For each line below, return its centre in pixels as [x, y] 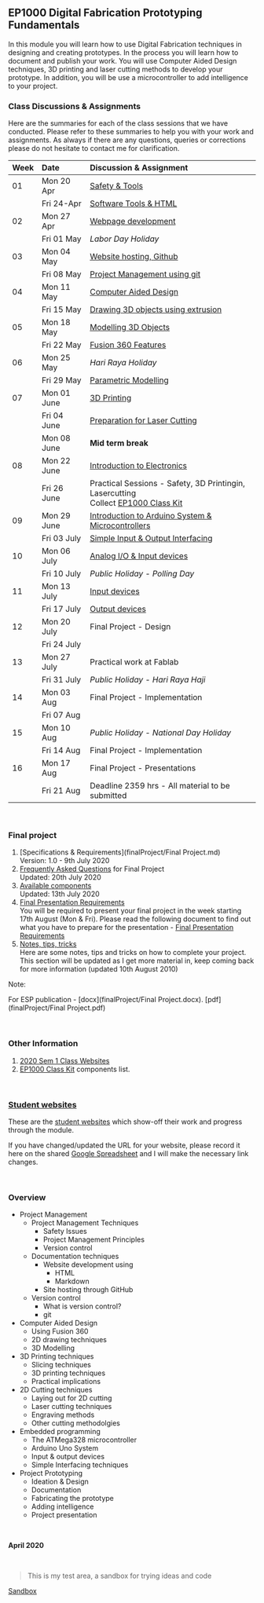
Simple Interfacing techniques [80, 1465]
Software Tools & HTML [134, 203]
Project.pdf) [86, 1008]
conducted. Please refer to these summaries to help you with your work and [131, 132]
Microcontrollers [120, 525]
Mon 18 [56, 323]
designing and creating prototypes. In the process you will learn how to [123, 52]
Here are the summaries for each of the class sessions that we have [118, 123]
